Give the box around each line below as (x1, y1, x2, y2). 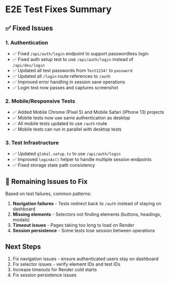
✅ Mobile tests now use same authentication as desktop (12, 115, 130, 121)
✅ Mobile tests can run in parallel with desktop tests (12, 126, 122, 133)
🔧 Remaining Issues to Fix (5, 177, 88, 186)
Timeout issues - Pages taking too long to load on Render (12, 222, 134, 228)
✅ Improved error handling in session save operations (12, 79, 125, 85)
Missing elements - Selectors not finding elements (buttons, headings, (12, 211, 161, 217)
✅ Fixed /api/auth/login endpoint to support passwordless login (12, 50, 149, 56)
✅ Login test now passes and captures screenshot (12, 84, 118, 90)
